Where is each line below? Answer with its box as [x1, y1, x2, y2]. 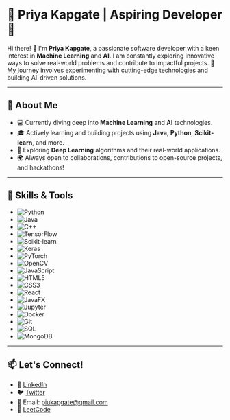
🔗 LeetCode [16, 406, 51, 414]
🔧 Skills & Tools [7, 189, 73, 202]
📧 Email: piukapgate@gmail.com [16, 398, 108, 406]
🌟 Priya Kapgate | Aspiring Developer [7, 7, 222, 23]
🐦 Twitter [16, 388, 46, 397]
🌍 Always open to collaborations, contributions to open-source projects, [16, 153, 222, 161]
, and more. [31, 138, 65, 147]
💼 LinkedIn [16, 381, 47, 389]
